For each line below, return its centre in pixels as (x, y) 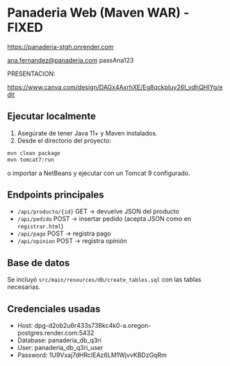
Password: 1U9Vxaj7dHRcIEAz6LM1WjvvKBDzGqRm (92, 355)
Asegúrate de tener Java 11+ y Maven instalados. (87, 133)
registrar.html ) (40, 226)
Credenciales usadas (54, 309)
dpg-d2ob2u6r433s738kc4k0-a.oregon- (93, 325)
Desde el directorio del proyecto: (64, 140)
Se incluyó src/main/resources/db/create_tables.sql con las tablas (104, 280)
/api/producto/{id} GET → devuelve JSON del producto (98, 211)
